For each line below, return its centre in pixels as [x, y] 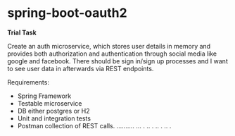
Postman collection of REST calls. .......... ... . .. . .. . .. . [94, 125]
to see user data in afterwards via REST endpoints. [81, 68]
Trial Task [22, 32]
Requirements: [28, 82]
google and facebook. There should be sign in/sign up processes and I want [118, 61]
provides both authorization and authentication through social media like [112, 54]
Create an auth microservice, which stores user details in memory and [109, 46]
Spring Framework [44, 96]
